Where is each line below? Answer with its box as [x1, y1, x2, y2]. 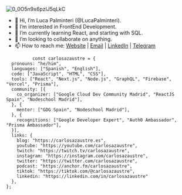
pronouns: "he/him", [11, 61, 62, 67]
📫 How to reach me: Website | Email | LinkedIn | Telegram [14, 42, 156, 49]
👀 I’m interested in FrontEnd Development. [14, 23, 117, 30]
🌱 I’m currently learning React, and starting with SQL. [14, 29, 143, 36]
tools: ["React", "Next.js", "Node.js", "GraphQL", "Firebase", [11, 76, 172, 82]
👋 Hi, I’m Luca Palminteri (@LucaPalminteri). [14, 17, 122, 23]
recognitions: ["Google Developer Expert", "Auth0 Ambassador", [16, 117, 177, 123]
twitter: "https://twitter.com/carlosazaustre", [16, 158, 138, 164]
